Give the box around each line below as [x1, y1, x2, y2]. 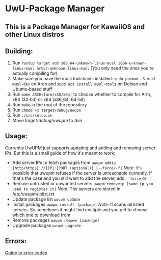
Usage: [5, 131, 28, 140]
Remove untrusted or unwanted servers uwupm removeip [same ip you [12, 181, 153, 187]
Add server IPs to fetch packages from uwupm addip [12, 160, 116, 165]
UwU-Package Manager [5, 3, 105, 14]
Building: [5, 47, 33, 55]
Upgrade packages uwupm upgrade [12, 223, 81, 228]
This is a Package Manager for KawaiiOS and [5, 23, 145, 31]
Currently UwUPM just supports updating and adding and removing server [5, 145, 156, 151]
